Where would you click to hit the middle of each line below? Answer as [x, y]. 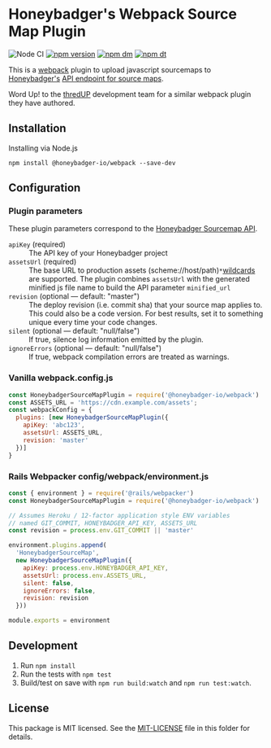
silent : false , [49, 583]
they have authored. [42, 103]
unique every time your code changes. [93, 322]
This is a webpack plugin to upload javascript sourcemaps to [110, 69]
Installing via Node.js [43, 148]
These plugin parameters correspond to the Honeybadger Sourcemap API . [133, 229]
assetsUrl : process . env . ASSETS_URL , [85, 575]
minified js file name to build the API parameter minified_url [130, 288]
